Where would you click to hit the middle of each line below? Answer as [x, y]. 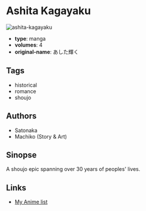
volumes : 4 [28, 45]
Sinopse [21, 155]
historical [26, 85]
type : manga [30, 38]
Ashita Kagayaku [48, 11]
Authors [21, 116]
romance [25, 91]
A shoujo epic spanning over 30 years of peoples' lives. [73, 169]
